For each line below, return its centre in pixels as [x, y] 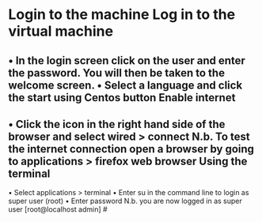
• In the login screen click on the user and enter [127, 60]
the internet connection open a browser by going [131, 149]
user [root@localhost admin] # [58, 209]
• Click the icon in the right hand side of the [117, 124]
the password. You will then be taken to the [117, 73]
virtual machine [61, 31]
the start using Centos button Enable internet [122, 98]
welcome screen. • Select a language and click [125, 85]
